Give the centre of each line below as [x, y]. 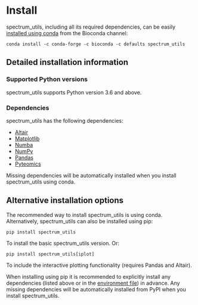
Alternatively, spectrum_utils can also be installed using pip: [80, 221]
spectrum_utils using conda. [41, 182]
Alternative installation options [65, 200]
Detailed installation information [67, 62]
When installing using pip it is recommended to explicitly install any [89, 276]
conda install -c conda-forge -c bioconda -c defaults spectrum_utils [96, 44]
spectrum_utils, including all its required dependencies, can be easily [91, 27]
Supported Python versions [47, 79]
